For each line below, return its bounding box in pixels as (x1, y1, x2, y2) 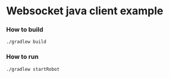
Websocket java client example (6, 4, 164, 18)
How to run (6, 52, 39, 61)
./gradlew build (6, 39, 46, 45)
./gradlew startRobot (6, 66, 60, 72)
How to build (6, 26, 43, 34)
